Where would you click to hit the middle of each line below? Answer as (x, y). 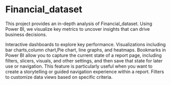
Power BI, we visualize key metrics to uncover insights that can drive (78, 29)
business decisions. (26, 34)
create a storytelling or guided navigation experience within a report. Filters (85, 71)
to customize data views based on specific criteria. (59, 77)
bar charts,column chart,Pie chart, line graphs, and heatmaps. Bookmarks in (86, 50)
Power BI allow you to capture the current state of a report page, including (84, 55)
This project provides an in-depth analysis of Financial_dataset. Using (79, 24)
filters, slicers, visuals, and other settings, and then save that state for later (84, 60)
